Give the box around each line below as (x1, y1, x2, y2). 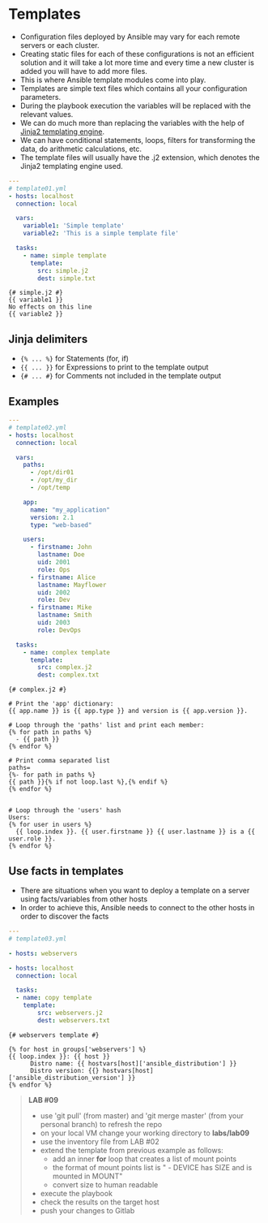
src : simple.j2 (37, 266, 89, 274)
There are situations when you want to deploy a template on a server (19, 886, 250, 895)
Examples (8, 395, 59, 408)
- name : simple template (23, 251, 107, 260)
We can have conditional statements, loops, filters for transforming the (19, 135, 256, 145)
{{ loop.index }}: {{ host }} (8, 1052, 111, 1061)
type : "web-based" (29, 521, 92, 529)
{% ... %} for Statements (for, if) (19, 354, 130, 364)
